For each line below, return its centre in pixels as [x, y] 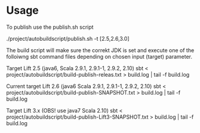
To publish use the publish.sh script [50, 27]
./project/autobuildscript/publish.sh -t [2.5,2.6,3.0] [68, 38]
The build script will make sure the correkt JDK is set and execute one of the [100, 50]
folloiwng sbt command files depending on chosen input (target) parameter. [99, 56]
